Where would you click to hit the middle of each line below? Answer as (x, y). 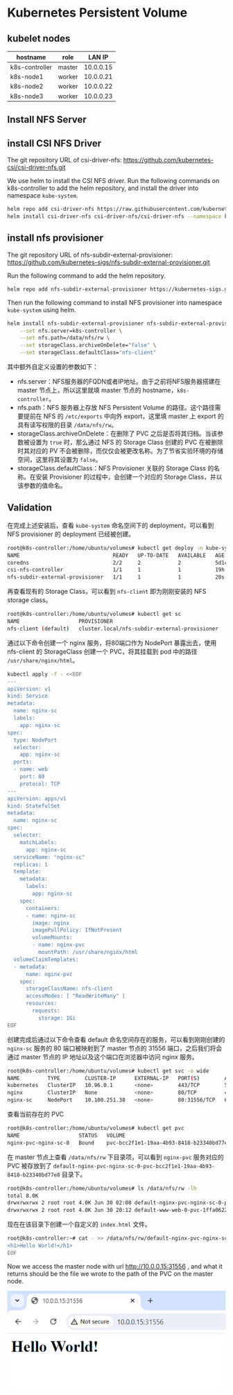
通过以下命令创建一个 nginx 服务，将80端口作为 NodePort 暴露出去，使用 (112, 642)
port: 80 (32, 777)
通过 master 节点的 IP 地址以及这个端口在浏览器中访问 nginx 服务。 (103, 1056)
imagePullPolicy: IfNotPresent (77, 930)
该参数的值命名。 (42, 486)
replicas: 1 (31, 864)
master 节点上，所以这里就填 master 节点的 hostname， (97, 391)
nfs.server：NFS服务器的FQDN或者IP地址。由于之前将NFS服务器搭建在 (119, 382)
